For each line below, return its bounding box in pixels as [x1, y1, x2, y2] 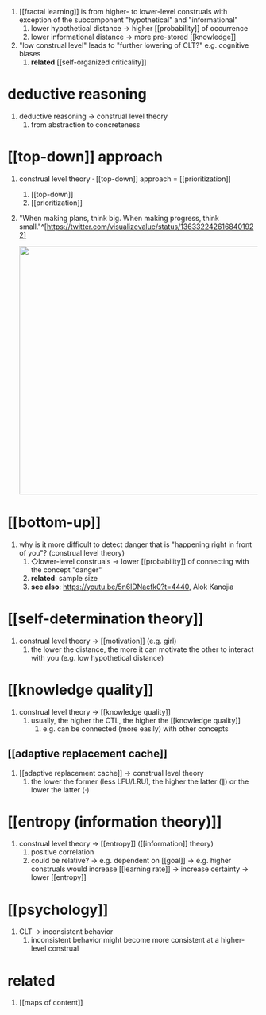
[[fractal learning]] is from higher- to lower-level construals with [18, 7, 228, 16]
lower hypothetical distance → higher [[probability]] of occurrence [30, 24, 249, 33]
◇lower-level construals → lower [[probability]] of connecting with [30, 556, 249, 566]
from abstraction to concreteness [30, 119, 141, 130]
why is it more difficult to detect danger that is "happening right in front [18, 540, 253, 549]
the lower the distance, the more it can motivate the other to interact [30, 644, 254, 654]
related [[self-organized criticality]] [30, 57, 147, 67]
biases [18, 49, 41, 58]
